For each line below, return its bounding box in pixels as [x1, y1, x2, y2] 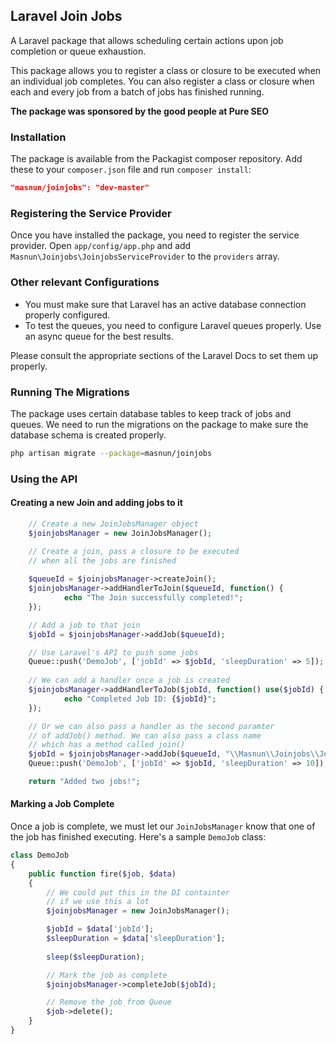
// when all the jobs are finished [28, 555, 177, 566]
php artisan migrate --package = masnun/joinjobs [10, 448, 213, 458]
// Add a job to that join [28, 620, 141, 630]
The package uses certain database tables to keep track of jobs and [10, 407, 292, 419]
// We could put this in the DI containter [46, 887, 230, 898]
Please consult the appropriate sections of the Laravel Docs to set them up [10, 349, 319, 361]
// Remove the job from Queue [46, 997, 172, 1008]
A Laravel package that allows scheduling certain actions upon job [10, 34, 284, 46]
